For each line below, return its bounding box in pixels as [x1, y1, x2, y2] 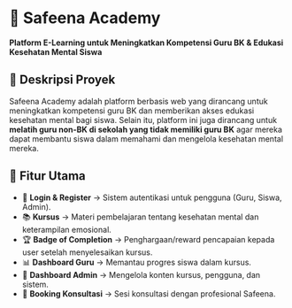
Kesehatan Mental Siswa [9, 46, 103, 57]
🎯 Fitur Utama [9, 168, 86, 184]
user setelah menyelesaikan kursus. [21, 247, 153, 258]
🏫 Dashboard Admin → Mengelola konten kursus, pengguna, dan [21, 269, 261, 280]
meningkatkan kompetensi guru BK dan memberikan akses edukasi [9, 105, 255, 116]
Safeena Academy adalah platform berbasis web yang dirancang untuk [9, 96, 268, 106]
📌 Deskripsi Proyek [9, 73, 116, 88]
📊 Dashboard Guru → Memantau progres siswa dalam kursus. [21, 257, 252, 267]
